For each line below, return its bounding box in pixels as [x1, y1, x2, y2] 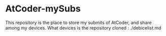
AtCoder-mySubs [5, 3, 81, 14]
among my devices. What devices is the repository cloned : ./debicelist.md [5, 24, 161, 30]
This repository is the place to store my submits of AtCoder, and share [5, 19, 152, 25]
